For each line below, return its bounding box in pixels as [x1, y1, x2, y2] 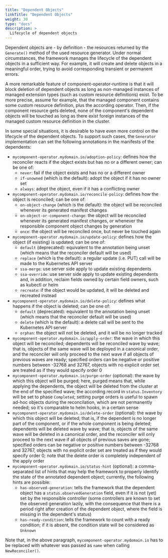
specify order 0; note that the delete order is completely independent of [12, 453, 161, 459]
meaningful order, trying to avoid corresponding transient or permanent [5, 66, 153, 72]
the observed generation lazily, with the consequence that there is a [20, 501, 160, 506]
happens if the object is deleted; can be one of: [12, 303, 110, 309]
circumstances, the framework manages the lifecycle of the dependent [5, 55, 152, 61]
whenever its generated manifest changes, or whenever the [20, 218, 143, 224]
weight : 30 [5, 17, 28, 22]
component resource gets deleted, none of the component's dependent [5, 107, 154, 114]
